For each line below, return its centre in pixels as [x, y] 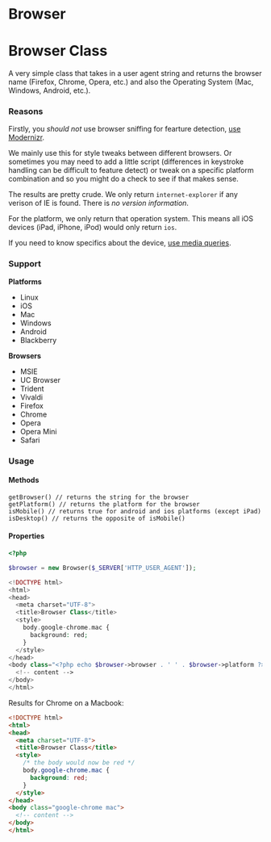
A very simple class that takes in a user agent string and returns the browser [135, 73]
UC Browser [40, 379]
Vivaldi [31, 397]
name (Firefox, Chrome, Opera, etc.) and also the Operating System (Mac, [131, 82]
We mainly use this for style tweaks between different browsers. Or [120, 153]
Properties [27, 536]
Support [25, 264]
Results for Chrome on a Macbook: [66, 702]
